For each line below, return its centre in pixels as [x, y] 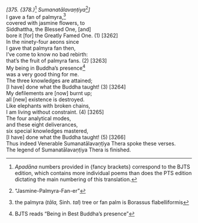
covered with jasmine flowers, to [46, 23]
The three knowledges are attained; [49, 80]
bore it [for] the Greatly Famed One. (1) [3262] [62, 35]
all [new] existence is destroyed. [45, 99]
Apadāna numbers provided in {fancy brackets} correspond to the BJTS [102, 167]
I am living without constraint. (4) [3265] [55, 112]
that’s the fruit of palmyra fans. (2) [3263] [57, 61]
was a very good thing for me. [43, 74]
